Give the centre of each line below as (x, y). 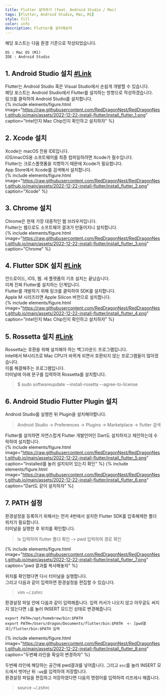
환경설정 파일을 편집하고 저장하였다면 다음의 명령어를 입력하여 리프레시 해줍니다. (83, 678)
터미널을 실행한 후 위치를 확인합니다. (40, 528)
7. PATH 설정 (24, 503)
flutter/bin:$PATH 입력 (36, 629)
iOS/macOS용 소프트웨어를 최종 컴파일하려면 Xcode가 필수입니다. (69, 157)
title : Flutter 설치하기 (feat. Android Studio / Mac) (61, 10)
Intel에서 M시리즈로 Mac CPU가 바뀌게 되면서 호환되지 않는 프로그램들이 (75, 356)
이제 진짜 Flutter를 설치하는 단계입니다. (43, 285)
